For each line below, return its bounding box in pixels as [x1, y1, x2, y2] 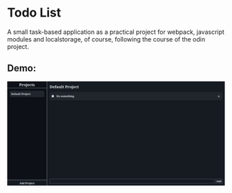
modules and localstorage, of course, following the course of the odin [7, 35, 206, 43]
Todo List [7, 5, 61, 21]
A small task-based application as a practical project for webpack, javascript [7, 28, 224, 36]
